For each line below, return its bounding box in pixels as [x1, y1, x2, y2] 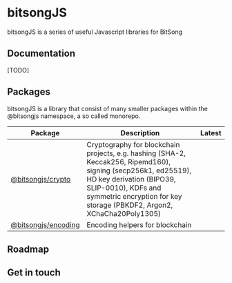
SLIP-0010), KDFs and [86, 183, 162, 193]
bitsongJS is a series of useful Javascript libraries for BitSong [7, 28, 183, 36]
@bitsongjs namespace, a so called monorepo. [7, 112, 141, 120]
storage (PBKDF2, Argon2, [86, 200, 173, 210]
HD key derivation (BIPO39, [86, 174, 176, 184]
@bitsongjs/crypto [10, 174, 71, 184]
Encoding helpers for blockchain [86, 219, 192, 229]
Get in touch [7, 267, 61, 279]
